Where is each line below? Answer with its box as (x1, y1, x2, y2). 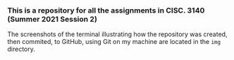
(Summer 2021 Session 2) (7, 14, 97, 24)
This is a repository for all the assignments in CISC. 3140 (7, 6, 205, 15)
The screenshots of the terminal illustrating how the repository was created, (7, 30, 228, 38)
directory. (7, 45, 35, 54)
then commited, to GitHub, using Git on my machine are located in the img (7, 38, 221, 46)
